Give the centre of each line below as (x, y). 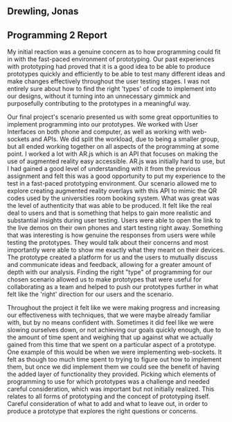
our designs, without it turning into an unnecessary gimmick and (99, 96)
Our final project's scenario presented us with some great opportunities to (113, 117)
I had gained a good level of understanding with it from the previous (104, 169)
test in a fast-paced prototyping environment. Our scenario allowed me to (112, 184)
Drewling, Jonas (43, 11)
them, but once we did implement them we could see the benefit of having (113, 367)
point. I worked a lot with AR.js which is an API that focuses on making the (113, 154)
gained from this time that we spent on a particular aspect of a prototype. (112, 345)
